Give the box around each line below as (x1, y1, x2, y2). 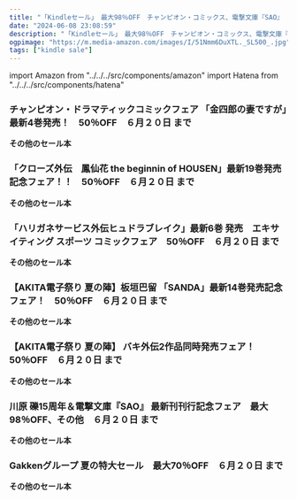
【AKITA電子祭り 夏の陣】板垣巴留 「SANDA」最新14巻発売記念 (9, 281, 283, 293)
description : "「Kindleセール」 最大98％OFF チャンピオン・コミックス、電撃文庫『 (9, 29, 289, 38)
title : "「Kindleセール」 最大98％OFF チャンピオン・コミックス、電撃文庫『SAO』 (9, 12, 284, 22)
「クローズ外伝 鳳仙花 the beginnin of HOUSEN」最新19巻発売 (9, 163, 282, 175)
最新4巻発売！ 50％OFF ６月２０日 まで (9, 117, 192, 129)
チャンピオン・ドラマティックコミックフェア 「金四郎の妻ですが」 (9, 104, 287, 116)
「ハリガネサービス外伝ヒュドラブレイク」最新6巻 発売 (9, 222, 244, 235)
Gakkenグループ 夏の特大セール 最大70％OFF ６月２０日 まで (9, 459, 284, 472)
